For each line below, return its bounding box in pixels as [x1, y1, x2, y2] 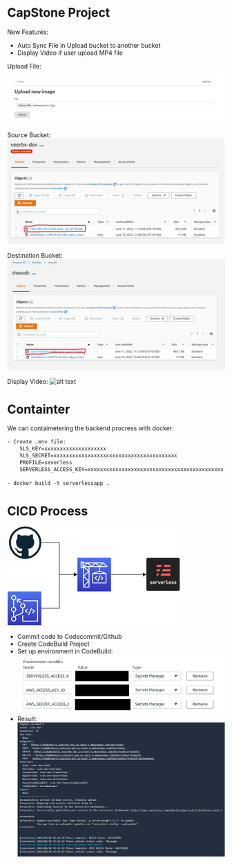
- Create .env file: [7, 439, 67, 446]
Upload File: [7, 62, 41, 70]
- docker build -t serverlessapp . [7, 480, 110, 487]
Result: [17, 715, 37, 723]
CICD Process [7, 503, 88, 519]
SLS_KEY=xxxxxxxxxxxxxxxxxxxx [19, 446, 107, 452]
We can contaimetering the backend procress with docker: [7, 424, 174, 432]
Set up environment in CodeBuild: [17, 647, 113, 655]
